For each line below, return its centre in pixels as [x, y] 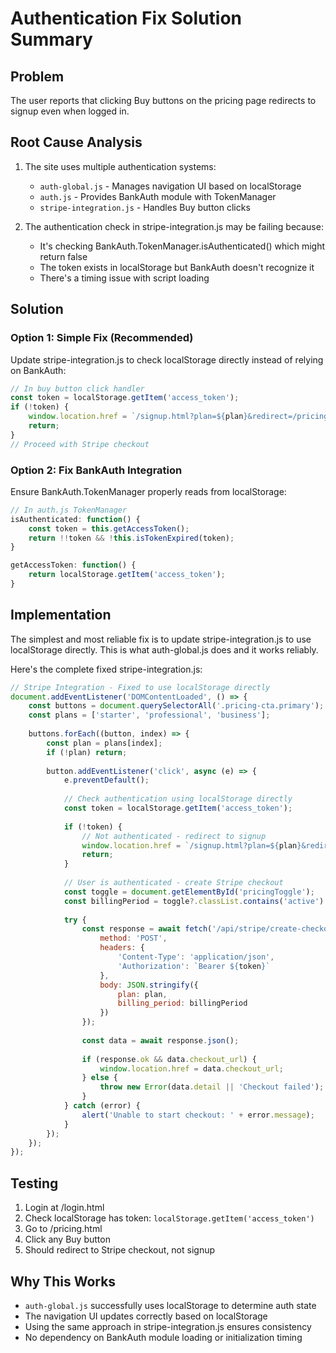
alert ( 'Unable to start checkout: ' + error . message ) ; [198, 1115]
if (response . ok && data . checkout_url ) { [169, 1059]
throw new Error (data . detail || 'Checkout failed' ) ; [212, 1087]
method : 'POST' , [133, 938]
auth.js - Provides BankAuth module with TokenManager [158, 196]
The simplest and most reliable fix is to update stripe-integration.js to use [161, 639]
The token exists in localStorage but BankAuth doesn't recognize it [177, 267]
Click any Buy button [67, 1239]
